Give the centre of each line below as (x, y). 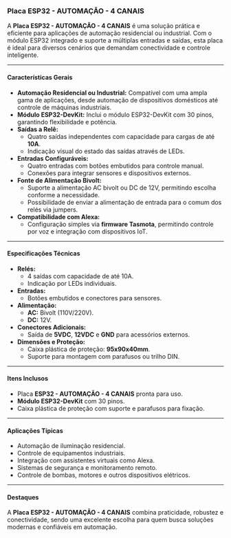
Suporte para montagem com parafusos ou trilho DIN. (103, 356)
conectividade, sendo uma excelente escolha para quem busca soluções (110, 520)
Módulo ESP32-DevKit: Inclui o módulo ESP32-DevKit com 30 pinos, (115, 114)
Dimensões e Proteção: (51, 341)
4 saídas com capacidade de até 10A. (80, 276)
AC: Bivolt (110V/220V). (60, 313)
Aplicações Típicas (35, 430)
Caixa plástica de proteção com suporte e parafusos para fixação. (111, 408)
